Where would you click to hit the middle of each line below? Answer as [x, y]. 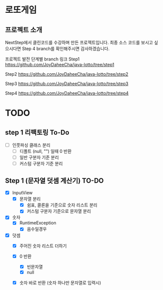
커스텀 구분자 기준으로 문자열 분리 [59, 211]
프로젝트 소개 [24, 30]
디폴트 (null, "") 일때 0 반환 [46, 151]
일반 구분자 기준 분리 [39, 157]
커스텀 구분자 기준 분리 [41, 164]
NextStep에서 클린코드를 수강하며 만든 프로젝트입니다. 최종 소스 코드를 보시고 [79, 43]
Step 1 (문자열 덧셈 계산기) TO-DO [54, 181]
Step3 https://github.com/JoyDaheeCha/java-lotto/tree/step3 [67, 84]
